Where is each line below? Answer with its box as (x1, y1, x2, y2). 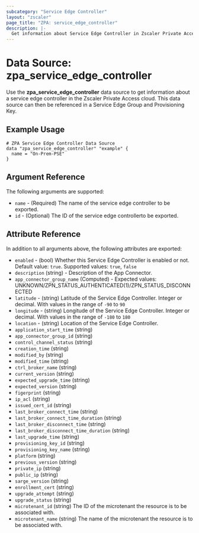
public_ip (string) (14, 471, 59, 478)
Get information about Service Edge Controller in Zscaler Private (11, 31, 182, 37)
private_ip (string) (14, 464, 61, 472)
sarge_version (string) (14, 477, 69, 484)
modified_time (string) (14, 357, 69, 364)
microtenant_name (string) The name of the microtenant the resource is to (14, 515, 193, 522)
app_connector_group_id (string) (14, 332, 93, 339)
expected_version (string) (14, 382, 77, 389)
